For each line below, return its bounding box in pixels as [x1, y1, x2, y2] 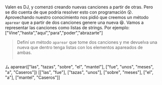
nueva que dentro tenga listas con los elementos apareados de [16, 45, 143, 50]
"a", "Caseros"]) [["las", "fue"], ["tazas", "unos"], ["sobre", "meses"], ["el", [5, 69, 154, 75]
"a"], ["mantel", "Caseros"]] [5, 75, 61, 80]
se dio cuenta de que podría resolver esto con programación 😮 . [5, 9, 133, 15]
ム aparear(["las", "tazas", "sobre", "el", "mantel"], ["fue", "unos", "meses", [5, 64, 154, 69]
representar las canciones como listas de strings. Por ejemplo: [5, 25, 130, 31]
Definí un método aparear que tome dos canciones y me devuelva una [16, 39, 158, 45]
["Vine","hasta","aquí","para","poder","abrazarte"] [5, 30, 103, 35]
